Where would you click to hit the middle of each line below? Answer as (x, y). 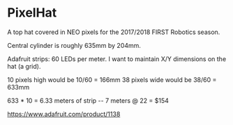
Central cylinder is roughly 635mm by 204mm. (74, 45)
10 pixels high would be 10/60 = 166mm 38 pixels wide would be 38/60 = (112, 80)
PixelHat (32, 13)
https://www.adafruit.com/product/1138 (64, 114)
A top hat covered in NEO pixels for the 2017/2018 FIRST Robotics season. (114, 32)
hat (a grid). (24, 66)
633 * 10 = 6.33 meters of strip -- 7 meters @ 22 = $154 (88, 100)
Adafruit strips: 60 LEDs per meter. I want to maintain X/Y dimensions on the (117, 59)
